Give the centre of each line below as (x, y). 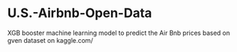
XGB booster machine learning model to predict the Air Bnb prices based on (118, 33)
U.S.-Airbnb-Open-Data (80, 13)
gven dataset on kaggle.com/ (51, 40)
